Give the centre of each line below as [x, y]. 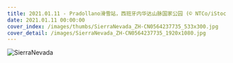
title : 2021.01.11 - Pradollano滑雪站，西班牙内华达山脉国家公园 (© [100, 13]
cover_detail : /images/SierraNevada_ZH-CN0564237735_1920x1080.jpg [107, 33]
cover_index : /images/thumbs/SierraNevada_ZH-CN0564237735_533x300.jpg [113, 26]
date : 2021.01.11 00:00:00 [46, 20]
